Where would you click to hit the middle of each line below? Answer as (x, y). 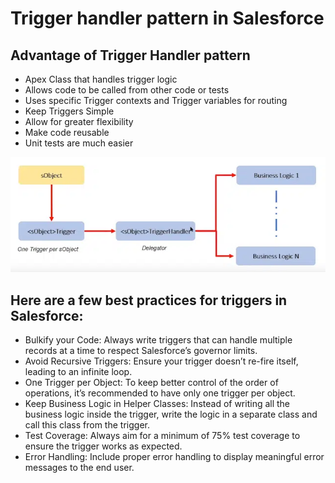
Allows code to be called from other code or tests (127, 90)
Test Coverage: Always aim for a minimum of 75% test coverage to (162, 436)
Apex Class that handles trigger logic (101, 79)
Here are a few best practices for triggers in (149, 300)
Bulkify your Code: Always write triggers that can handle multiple (158, 340)
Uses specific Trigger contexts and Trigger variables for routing (156, 100)
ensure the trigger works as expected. (103, 446)
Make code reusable (67, 132)
